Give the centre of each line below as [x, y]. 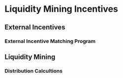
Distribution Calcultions [33, 71]
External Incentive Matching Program [50, 41]
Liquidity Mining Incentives [61, 9]
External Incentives [35, 27]
